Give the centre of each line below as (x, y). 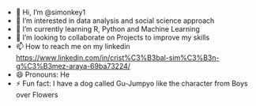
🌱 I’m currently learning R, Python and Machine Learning (107, 29)
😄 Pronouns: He (42, 74)
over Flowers (37, 95)
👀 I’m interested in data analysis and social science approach (115, 21)
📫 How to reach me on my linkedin (73, 46)
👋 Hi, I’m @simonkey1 (51, 12)
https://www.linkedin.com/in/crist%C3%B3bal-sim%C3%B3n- (117, 58)
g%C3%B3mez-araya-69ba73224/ (73, 66)
